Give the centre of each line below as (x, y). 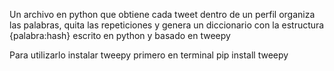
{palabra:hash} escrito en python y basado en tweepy (120, 35)
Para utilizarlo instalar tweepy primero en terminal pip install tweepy (149, 55)
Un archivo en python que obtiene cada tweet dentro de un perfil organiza (162, 14)
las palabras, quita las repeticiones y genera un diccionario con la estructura (167, 25)
